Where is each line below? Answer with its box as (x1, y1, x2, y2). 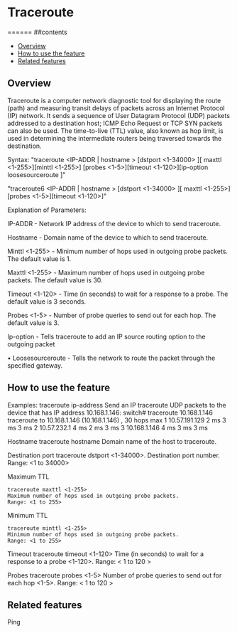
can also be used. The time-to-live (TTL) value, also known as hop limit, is (7, 126, 224, 135)
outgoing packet (7, 339, 55, 349)
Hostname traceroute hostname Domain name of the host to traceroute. (7, 437, 217, 445)
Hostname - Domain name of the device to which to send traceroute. (7, 233, 209, 242)
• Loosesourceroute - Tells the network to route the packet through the (7, 353, 216, 362)
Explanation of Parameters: (7, 206, 87, 214)
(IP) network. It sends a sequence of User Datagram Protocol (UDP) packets (7, 111, 231, 119)
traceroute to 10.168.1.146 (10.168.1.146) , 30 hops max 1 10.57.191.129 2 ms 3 (7, 415, 227, 424)
